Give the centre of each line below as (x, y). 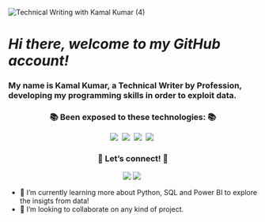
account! (39, 61)
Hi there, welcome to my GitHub (115, 44)
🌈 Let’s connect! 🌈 (133, 159)
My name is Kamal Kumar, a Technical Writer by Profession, (125, 85)
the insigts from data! (54, 201)
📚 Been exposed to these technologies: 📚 (133, 117)
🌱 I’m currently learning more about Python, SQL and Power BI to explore (138, 192)
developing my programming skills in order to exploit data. (123, 96)
